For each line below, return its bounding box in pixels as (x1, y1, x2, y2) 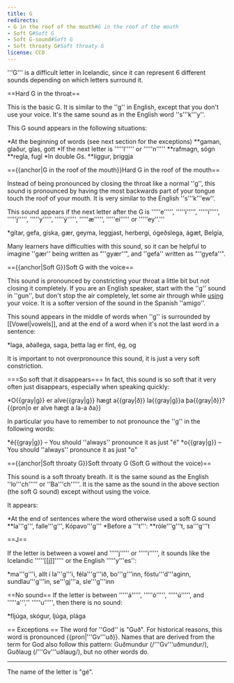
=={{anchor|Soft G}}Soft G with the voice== (7, 263, 134, 271)
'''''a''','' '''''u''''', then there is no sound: (7, 598, 123, 606)
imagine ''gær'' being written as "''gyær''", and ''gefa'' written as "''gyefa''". (7, 249, 226, 258)
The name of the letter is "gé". (7, 668, 94, 676)
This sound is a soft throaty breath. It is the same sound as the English (7, 472, 209, 480)
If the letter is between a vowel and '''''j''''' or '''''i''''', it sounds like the (7, 549, 210, 557)
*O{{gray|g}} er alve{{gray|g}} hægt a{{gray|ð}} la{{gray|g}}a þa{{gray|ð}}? (7, 396, 225, 404)
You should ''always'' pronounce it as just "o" (7, 445, 138, 454)
